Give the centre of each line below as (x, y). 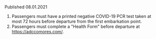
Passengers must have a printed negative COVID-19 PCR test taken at (81, 16)
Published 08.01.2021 (26, 7)
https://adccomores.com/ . (38, 32)
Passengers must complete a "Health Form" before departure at (76, 26)
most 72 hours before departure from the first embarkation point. (77, 21)
